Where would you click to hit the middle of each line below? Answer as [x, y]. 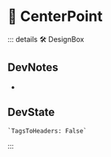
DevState [31, 112]
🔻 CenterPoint [55, 17]
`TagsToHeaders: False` [47, 131]
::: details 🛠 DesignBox [46, 39]
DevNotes [33, 68]
